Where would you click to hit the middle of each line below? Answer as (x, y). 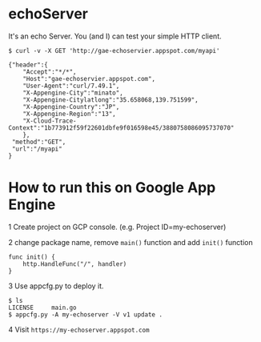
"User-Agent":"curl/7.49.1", (71, 86)
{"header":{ (28, 65)
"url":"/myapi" (37, 149)
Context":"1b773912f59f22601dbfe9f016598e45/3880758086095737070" (121, 128)
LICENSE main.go (43, 308)
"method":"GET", (39, 142)
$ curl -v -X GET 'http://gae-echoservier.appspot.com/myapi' (114, 50)
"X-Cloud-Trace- (50, 121)
